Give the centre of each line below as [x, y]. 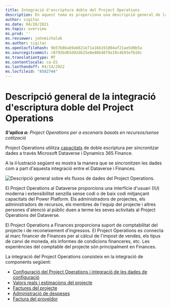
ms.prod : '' [18, 34]
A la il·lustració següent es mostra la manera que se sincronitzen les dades [83, 163]
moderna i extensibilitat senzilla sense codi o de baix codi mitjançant [77, 193]
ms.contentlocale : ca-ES [32, 62]
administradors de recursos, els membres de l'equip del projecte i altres [81, 204]
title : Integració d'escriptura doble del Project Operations [73, 10]
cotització [16, 137]
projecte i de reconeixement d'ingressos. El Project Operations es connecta [84, 230]
